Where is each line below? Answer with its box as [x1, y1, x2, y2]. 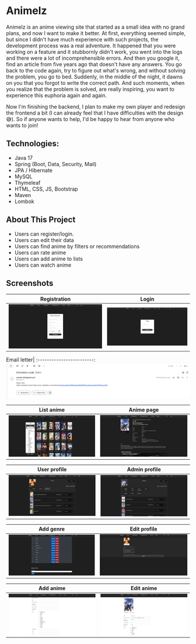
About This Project [6, 215, 76, 225]
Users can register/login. [14, 230, 74, 237]
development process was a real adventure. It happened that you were [6, 42, 176, 49]
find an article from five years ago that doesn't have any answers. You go [6, 60, 183, 68]
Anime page [128, 406, 159, 413]
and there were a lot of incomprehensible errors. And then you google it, [6, 54, 180, 61]
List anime [38, 406, 65, 413]
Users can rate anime [14, 249, 66, 256]
